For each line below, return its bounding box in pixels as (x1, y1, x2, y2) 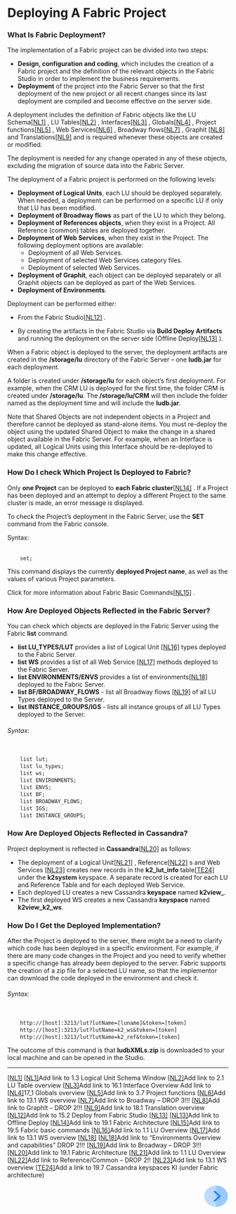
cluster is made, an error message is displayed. (7, 498, 144, 507)
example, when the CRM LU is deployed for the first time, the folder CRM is (7, 384, 225, 392)
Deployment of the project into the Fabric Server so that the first (17, 82, 205, 91)
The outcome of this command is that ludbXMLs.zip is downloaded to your (7, 1046, 225, 1054)
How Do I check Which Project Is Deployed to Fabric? (7, 468, 192, 478)
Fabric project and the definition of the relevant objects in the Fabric (17, 67, 215, 75)
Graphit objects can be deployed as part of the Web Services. (17, 279, 197, 287)
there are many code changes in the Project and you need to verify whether (7, 951, 227, 959)
